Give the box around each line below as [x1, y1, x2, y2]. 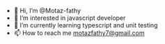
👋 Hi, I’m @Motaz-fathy [13, 7, 81, 14]
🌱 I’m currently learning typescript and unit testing [13, 21, 158, 29]
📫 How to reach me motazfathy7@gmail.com [13, 29, 145, 37]
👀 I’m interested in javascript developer [13, 14, 126, 22]
